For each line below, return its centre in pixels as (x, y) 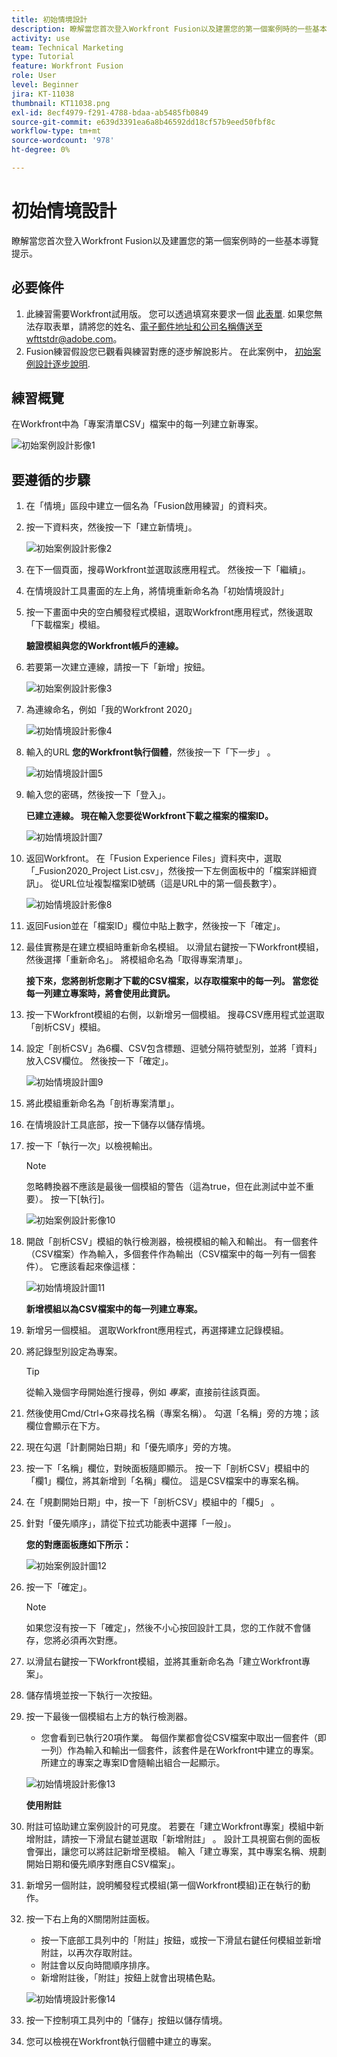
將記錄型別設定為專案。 (74, 1352)
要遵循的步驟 (51, 479)
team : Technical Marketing (67, 47)
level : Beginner (45, 85)
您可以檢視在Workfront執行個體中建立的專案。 (121, 2042)
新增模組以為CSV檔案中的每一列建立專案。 (114, 1309)
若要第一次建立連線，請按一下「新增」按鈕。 (118, 667)
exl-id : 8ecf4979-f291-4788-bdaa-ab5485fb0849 (110, 112)
